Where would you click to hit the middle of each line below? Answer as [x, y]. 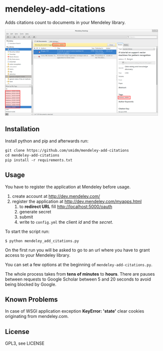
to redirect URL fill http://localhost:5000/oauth [66, 206]
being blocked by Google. [31, 284]
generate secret [35, 211]
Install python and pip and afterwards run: [47, 141]
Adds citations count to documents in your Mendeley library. [65, 22]
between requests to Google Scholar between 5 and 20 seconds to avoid [78, 279]
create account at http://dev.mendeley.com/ [56, 196]
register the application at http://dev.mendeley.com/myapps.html [77, 201]
